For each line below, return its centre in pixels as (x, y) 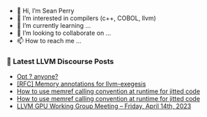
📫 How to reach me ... (49, 41)
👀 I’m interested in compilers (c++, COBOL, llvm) (86, 18)
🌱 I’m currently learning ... (54, 25)
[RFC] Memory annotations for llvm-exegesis (81, 84)
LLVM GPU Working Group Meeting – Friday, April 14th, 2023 (104, 106)
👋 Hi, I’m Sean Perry (45, 11)
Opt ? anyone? (37, 77)
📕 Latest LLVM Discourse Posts (60, 61)
